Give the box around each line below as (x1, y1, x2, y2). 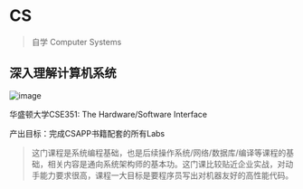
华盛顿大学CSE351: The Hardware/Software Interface (9, 109, 208, 119)
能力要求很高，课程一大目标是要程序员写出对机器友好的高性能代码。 (39, 169, 294, 181)
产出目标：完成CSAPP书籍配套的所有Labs (9, 128, 166, 138)
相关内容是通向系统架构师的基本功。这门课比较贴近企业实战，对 (47, 158, 286, 169)
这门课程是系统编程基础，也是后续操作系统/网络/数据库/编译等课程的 (31, 146, 287, 158)
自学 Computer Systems (31, 36, 122, 47)
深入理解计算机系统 (9, 65, 117, 81)
